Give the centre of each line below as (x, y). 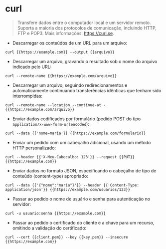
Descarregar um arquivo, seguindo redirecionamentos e (70, 85)
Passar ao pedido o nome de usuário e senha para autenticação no (81, 199)
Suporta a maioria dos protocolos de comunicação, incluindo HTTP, (87, 28)
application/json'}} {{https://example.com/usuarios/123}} (68, 189)
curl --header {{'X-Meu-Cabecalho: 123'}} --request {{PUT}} (70, 157)
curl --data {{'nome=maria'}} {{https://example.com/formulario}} (76, 133)
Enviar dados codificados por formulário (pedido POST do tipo (77, 119)
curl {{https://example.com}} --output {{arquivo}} (60, 52)
